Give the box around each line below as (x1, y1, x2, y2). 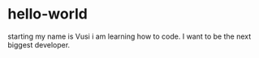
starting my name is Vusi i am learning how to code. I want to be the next (7, 31, 252, 41)
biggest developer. (7, 39, 71, 49)
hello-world (7, 5, 88, 23)
